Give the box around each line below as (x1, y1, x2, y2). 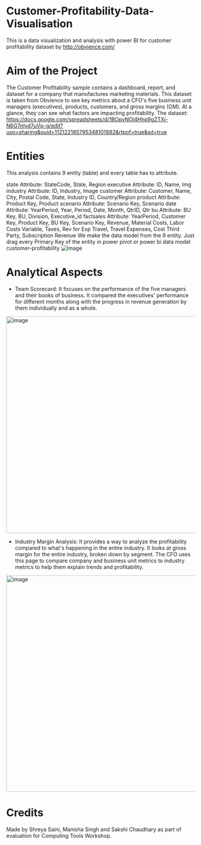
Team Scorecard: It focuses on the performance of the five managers (14, 285, 187, 292)
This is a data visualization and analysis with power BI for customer (6, 37, 172, 44)
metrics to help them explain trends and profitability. (14, 563, 144, 570)
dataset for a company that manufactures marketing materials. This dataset (6, 90, 192, 97)
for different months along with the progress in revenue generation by (14, 298, 187, 305)
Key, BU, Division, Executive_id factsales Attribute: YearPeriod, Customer (6, 213, 186, 220)
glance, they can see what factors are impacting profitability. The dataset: (6, 109, 188, 116)
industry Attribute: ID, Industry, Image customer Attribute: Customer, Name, (6, 187, 192, 194)
